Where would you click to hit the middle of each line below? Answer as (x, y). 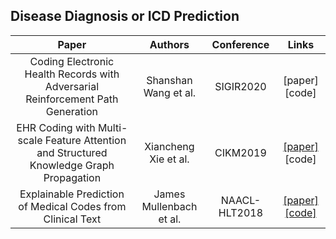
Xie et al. (169, 159)
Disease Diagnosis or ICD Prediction (125, 16)
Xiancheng (169, 146)
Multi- (112, 127)
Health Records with (72, 74)
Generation (71, 111)
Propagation (72, 177)
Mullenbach (169, 206)
